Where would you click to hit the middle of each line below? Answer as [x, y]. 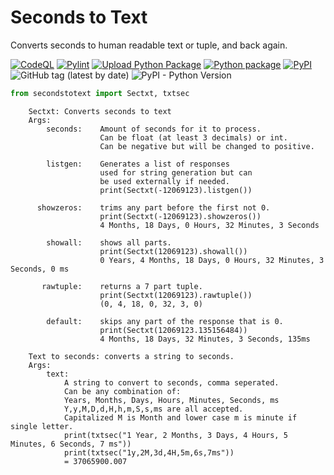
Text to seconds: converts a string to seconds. [131, 356]
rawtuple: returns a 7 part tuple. [122, 286]
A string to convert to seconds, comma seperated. [171, 382]
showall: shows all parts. [109, 242]
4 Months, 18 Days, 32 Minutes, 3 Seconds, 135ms [205, 339]
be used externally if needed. [164, 181]
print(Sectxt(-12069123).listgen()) [176, 190]
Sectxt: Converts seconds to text [100, 111]
